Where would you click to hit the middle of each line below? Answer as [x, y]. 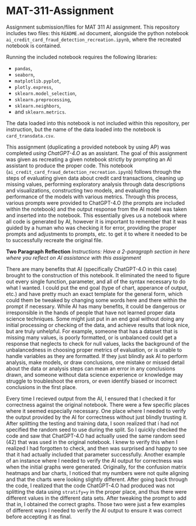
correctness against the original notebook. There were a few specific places [98, 404]
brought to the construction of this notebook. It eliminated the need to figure [98, 275]
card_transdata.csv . [30, 135]
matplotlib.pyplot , [38, 81]
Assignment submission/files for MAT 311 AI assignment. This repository [93, 27]
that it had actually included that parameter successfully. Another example [96, 454]
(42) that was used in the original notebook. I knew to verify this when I [92, 442]
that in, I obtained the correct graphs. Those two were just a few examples [96, 504]
